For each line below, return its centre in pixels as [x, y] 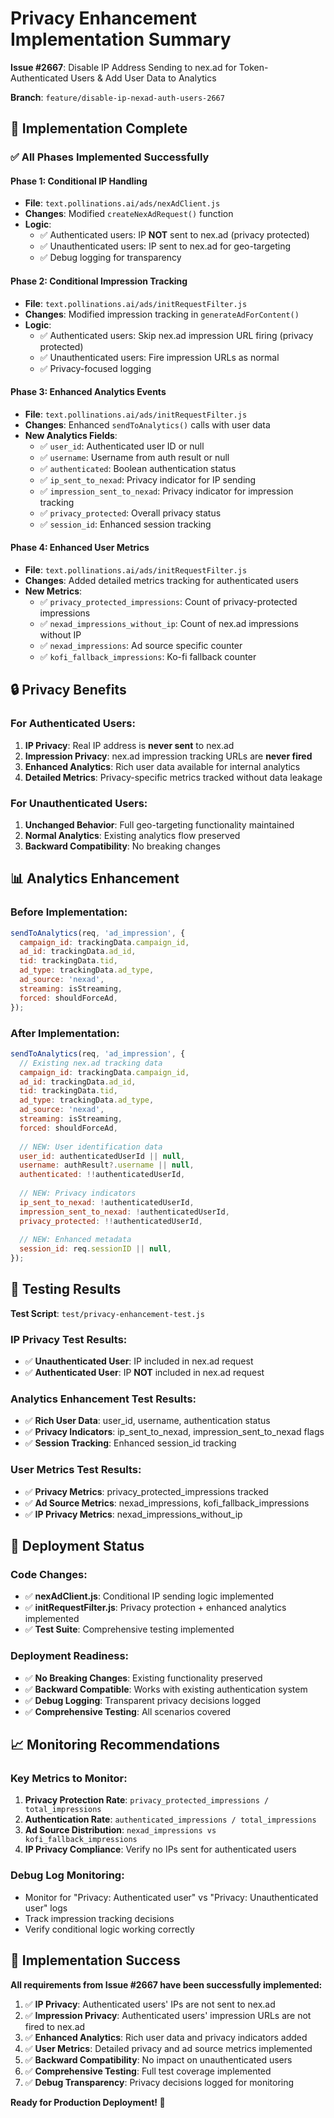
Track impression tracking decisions [99, 1918]
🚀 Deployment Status [77, 1546]
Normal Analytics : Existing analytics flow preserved [132, 836]
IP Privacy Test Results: [69, 1339]
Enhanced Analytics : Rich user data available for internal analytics [162, 766]
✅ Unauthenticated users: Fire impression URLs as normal [159, 357]
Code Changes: [49, 1575]
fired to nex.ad [55, 2026]
